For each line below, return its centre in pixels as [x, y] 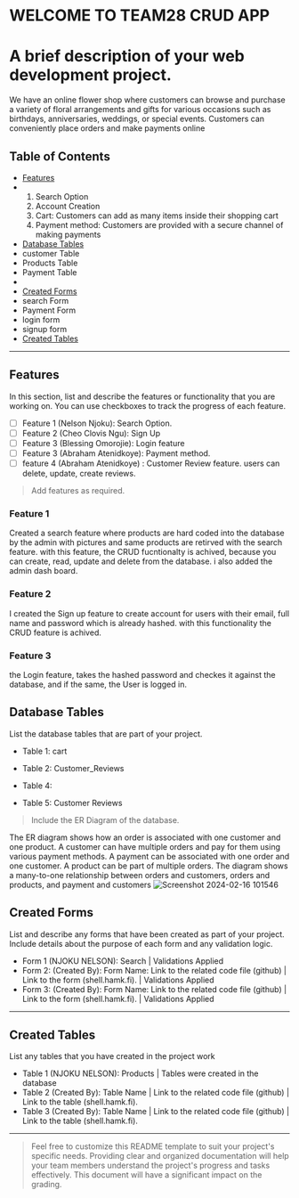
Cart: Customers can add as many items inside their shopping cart [157, 216]
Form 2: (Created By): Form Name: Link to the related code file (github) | [154, 970]
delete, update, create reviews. [79, 474]
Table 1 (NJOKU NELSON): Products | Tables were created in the [141, 1073]
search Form [45, 300]
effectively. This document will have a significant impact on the [146, 1175]
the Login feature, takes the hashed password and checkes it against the [142, 674]
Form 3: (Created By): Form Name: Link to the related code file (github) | [154, 989]
